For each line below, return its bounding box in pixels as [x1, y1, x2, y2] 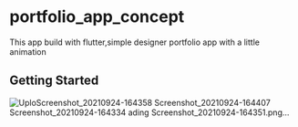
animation [9, 46, 47, 57]
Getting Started [9, 73, 99, 89]
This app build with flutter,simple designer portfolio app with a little [9, 37, 260, 48]
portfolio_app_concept [9, 6, 185, 27]
